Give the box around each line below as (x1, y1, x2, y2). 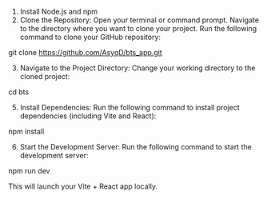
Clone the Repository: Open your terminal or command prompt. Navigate (19, 15, 260, 25)
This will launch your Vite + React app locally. (8, 181, 158, 191)
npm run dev (8, 166, 50, 175)
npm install (8, 127, 45, 136)
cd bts (8, 87, 30, 97)
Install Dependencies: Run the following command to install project (19, 103, 240, 112)
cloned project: (19, 72, 70, 81)
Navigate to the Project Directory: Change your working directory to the (19, 63, 256, 73)
